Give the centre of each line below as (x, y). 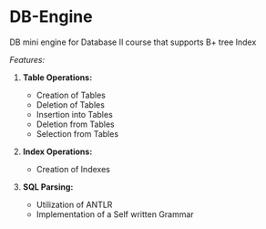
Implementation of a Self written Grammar (115, 214)
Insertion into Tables (75, 114)
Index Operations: (57, 151)
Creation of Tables (71, 95)
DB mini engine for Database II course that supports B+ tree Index (133, 42)
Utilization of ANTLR (74, 204)
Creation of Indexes (73, 169)
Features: (27, 59)
